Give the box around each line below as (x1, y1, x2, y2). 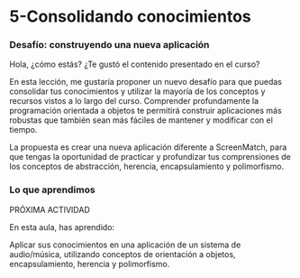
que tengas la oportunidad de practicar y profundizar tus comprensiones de (9, 152, 291, 162)
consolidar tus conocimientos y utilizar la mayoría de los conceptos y (9, 86, 266, 97)
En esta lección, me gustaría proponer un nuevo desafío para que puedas (9, 77, 282, 88)
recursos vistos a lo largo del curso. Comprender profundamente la (9, 96, 259, 107)
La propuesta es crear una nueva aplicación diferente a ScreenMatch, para (9, 142, 287, 153)
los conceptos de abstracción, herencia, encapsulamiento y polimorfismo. (9, 161, 285, 172)
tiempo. (9, 125, 38, 135)
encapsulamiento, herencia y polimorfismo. (9, 258, 170, 269)
